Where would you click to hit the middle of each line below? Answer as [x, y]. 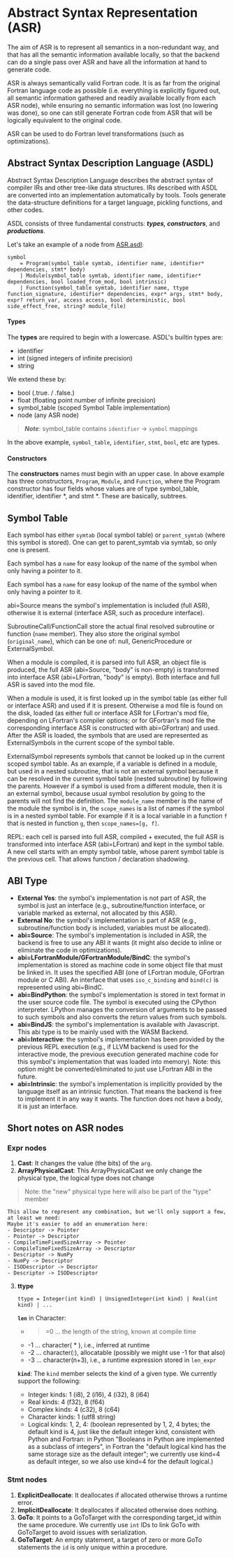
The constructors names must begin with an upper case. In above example [116, 474]
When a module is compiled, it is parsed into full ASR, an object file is [107, 662]
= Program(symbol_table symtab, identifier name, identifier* [112, 263]
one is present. [29, 549]
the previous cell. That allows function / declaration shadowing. [98, 859]
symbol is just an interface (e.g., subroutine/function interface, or [111, 905]
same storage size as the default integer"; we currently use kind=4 [124, 1454]
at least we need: [34, 1218]
